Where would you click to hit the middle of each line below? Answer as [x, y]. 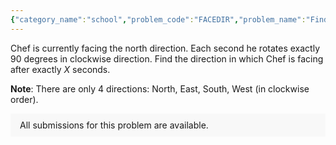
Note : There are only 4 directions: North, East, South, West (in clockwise [160, 88]
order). [24, 99]
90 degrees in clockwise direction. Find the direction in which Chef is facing [167, 58]
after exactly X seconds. [60, 69]
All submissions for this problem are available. [114, 125]
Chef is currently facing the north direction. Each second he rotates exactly [165, 48]
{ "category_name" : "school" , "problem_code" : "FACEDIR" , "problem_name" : [158, 19]
